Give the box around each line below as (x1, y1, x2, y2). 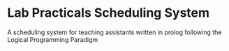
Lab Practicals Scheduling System (7, 5, 210, 21)
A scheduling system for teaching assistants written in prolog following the (7, 28, 222, 36)
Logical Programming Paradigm (7, 35, 98, 43)
